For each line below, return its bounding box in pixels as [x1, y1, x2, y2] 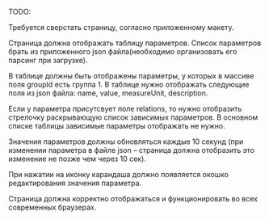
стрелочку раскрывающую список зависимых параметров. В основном [8, 112, 258, 122]
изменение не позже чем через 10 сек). [8, 154, 147, 163]
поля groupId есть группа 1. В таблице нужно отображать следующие [8, 80, 250, 89]
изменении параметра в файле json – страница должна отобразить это [8, 146, 254, 154]
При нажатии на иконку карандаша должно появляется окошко [8, 170, 229, 179]
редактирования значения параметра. [8, 178, 142, 188]
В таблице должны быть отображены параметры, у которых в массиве [8, 71, 254, 80]
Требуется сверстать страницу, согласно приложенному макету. [8, 23, 234, 32]
